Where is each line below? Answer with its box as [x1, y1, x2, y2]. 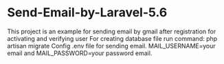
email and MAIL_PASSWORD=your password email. [7, 49, 153, 57]
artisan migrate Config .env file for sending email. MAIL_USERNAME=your [7, 42, 216, 50]
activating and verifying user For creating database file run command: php [7, 34, 218, 42]
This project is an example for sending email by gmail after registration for [7, 27, 216, 35]
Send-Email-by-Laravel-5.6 [7, 5, 168, 20]
